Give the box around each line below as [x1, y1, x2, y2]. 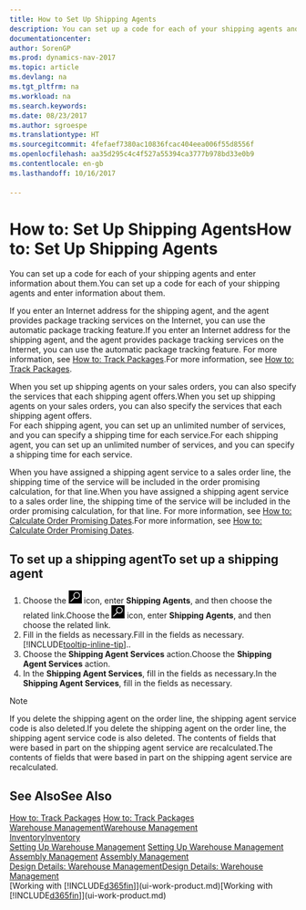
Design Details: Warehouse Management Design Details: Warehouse [9, 861, 264, 872]
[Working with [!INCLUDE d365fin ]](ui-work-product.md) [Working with [9, 881, 273, 892]
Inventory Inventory [9, 832, 81, 843]
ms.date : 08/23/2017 [9, 110, 88, 120]
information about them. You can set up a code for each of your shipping [9, 278, 280, 289]
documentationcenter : [9, 34, 92, 43]
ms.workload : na [9, 91, 71, 100]
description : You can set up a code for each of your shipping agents [9, 24, 283, 34]
